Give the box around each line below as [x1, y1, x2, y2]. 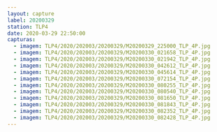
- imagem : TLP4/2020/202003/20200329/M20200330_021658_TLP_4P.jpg [13, 50, 211, 57]
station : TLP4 [7, 23, 49, 30]
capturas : [7, 36, 36, 43]
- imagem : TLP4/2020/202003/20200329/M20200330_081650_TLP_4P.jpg [13, 95, 211, 102]
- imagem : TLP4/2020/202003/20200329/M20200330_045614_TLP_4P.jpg [13, 68, 211, 75]
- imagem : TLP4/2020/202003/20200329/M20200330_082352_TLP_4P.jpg [13, 108, 211, 115]
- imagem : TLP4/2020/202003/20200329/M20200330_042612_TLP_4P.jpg [13, 62, 211, 69]
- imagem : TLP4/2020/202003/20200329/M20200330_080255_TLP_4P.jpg [13, 82, 211, 89]
